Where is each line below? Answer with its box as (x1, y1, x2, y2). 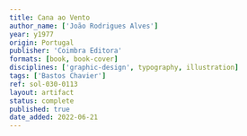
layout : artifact (9, 88, 75, 97)
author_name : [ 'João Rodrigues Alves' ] (9, 21, 159, 30)
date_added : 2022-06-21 (9, 113, 99, 122)
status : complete (9, 96, 75, 106)
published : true (9, 105, 70, 114)
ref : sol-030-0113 (9, 80, 78, 89)
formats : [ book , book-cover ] (9, 55, 119, 64)
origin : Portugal (9, 38, 75, 47)
